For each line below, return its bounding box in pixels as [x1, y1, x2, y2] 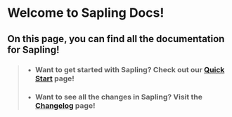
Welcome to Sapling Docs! [7, 5, 165, 21]
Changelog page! [34, 101, 96, 111]
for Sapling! [7, 43, 60, 55]
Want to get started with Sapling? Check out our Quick [34, 64, 225, 74]
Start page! [34, 74, 75, 83]
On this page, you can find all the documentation [7, 33, 225, 45]
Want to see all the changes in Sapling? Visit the [34, 92, 202, 102]
